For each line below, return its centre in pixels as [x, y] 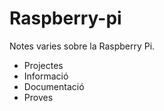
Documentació [54, 86]
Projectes [43, 65]
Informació [46, 76]
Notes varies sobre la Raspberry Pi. [82, 46]
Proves [38, 97]
